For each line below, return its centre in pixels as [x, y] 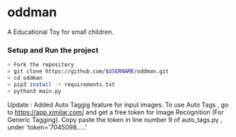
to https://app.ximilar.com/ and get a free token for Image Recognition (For [116, 112]
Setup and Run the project [53, 50]
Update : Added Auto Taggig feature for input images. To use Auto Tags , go [118, 105]
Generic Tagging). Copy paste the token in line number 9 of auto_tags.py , [115, 119]
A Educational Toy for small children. [61, 32]
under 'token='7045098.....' [47, 127]
